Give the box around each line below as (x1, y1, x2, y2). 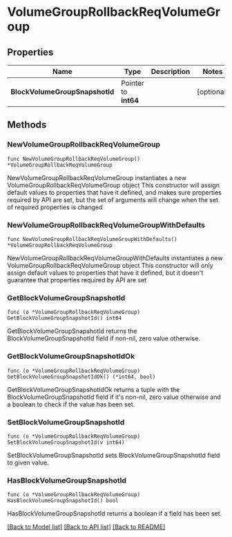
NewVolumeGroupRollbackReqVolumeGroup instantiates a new (7, 173, 186, 182)
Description (151, 67, 191, 76)
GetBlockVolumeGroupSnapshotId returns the (7, 327, 137, 335)
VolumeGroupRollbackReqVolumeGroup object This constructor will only (7, 261, 213, 269)
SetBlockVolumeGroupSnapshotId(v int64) (7, 439, 126, 446)
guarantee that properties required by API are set (7, 275, 147, 284)
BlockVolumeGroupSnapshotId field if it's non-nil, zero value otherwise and (7, 393, 221, 401)
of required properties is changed (7, 203, 103, 211)
